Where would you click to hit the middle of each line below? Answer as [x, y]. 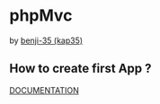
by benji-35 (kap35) [46, 40]
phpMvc [41, 16]
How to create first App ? [80, 69]
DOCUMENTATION [44, 90]
